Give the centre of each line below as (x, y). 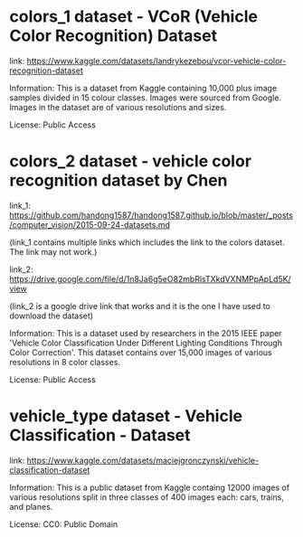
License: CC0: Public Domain (64, 524)
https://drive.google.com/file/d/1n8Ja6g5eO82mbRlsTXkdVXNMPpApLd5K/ (150, 278)
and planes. (31, 506)
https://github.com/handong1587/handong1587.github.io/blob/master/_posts (151, 215)
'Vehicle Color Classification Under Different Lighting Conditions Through (146, 343)
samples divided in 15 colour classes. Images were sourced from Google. (146, 98)
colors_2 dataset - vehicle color (130, 161)
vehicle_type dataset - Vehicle (126, 416)
